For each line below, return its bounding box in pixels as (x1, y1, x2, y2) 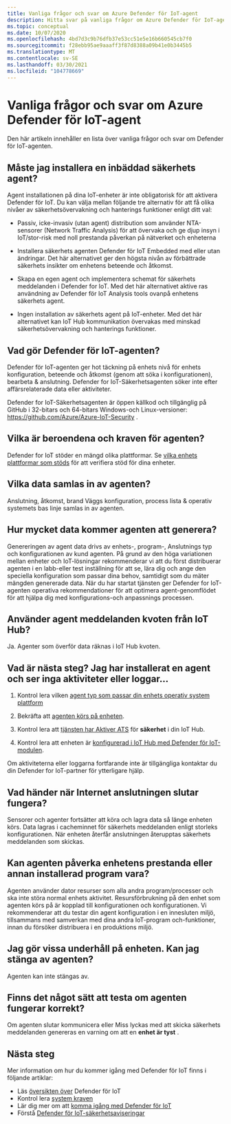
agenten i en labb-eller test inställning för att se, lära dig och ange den (7, 564, 206, 572)
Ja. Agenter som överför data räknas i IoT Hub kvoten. (7, 642, 161, 650)
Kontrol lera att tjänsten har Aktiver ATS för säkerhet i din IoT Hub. (16, 725, 206, 734)
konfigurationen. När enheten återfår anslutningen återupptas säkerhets (7, 830, 211, 838)
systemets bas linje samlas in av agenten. (7, 504, 125, 512)
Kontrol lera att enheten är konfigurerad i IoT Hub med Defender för (16, 739, 208, 747)
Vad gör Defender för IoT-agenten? (7, 345, 160, 357)
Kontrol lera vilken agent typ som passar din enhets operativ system (16, 691, 210, 699)
